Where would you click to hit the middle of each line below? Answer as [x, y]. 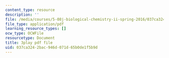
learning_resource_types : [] [36, 29]
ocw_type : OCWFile [24, 33]
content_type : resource [30, 10]
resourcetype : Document [30, 38]
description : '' [22, 15]
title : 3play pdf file [29, 43]
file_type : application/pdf [35, 24]
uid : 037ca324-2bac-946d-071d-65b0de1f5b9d [52, 47]
